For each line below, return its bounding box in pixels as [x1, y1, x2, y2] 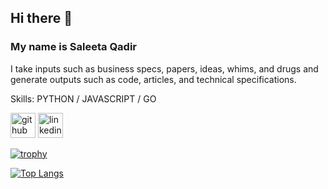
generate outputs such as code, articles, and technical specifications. [10, 73, 297, 85]
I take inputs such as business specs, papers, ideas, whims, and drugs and [10, 62, 319, 75]
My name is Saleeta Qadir [10, 40, 138, 54]
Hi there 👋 [10, 10, 73, 27]
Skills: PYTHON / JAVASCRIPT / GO [10, 92, 157, 105]
